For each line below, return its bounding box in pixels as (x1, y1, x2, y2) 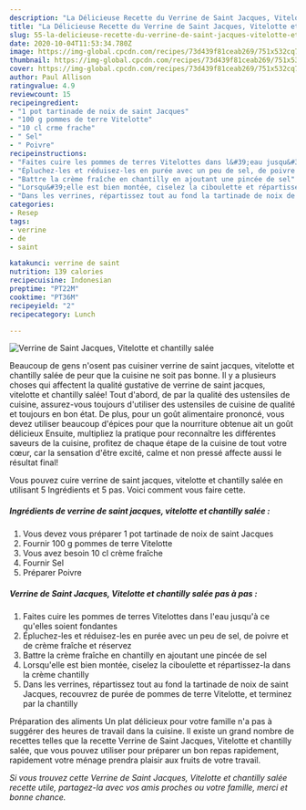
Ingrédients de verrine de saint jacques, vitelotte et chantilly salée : (9, 505, 270, 516)
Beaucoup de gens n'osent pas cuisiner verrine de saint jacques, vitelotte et (9, 360, 295, 371)
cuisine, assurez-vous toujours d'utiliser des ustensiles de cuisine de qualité (9, 399, 296, 410)
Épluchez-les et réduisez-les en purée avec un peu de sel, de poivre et (22, 630, 289, 641)
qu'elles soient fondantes (22, 621, 118, 632)
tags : (9, 216, 30, 226)
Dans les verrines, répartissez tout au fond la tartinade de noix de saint (22, 679, 289, 690)
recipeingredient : (9, 98, 79, 108)
